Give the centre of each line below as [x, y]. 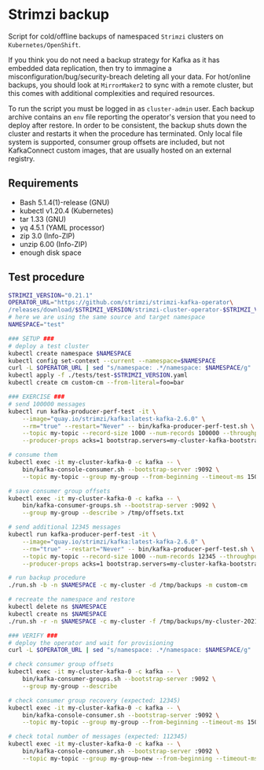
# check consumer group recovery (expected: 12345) [94, 700]
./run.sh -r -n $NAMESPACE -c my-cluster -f [82, 621]
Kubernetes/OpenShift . [44, 44]
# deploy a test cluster [49, 346]
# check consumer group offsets [61, 665]
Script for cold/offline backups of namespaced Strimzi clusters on [116, 36]
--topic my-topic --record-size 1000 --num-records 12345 [119, 556]
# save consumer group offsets [59, 491]
